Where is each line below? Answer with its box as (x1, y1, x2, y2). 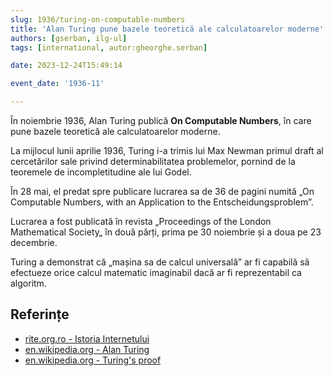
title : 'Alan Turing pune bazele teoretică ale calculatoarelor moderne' (10, 24, 325, 34)
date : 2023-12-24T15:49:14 (10, 61, 123, 71)
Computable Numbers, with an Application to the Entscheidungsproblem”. (10, 196, 314, 208)
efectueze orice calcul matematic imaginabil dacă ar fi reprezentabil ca (10, 267, 302, 278)
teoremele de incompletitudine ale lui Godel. (10, 166, 192, 178)
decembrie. (10, 237, 58, 248)
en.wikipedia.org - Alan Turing (24, 343, 150, 355)
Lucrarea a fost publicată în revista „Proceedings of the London (10, 216, 272, 227)
